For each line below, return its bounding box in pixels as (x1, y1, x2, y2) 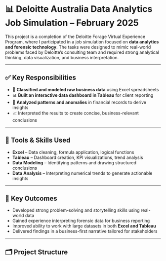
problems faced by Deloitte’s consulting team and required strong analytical (5, 49, 159, 55)
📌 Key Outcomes (5, 194, 58, 202)
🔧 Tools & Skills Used (5, 136, 71, 145)
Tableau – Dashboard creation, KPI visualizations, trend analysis (12, 154, 143, 160)
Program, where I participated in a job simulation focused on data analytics (5, 38, 159, 44)
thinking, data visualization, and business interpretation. (5, 54, 119, 60)
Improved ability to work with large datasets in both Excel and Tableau (12, 223, 157, 229)
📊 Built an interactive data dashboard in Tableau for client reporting (12, 92, 154, 98)
